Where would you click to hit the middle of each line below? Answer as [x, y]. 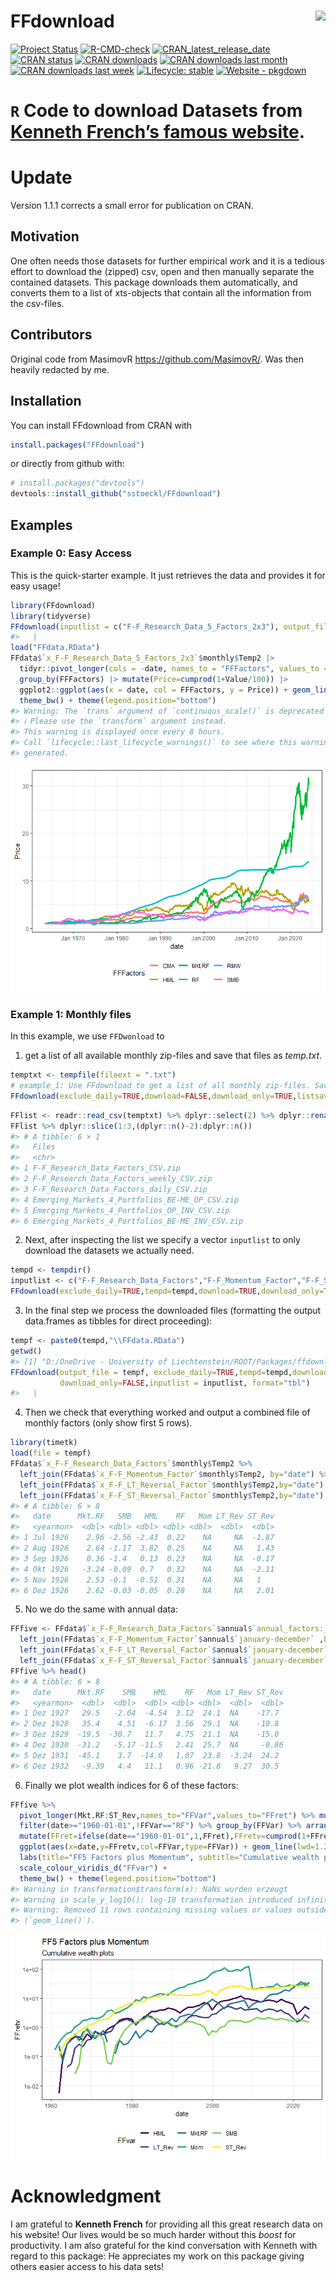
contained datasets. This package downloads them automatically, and [154, 282]
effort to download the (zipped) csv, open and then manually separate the [162, 271]
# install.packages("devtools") [77, 483]
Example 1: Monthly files [71, 1014]
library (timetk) [44, 1443]
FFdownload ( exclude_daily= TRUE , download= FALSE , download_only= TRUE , [154, 1096]
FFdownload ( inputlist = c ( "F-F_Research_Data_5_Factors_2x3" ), [145, 626]
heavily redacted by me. [60, 369]
